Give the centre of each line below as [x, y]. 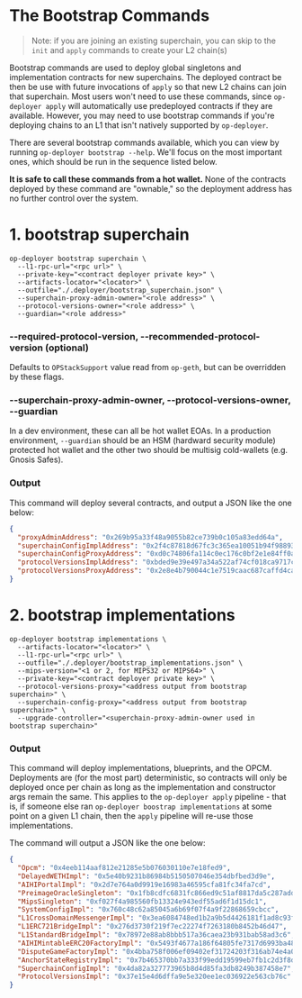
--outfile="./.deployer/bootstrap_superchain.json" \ [120, 290]
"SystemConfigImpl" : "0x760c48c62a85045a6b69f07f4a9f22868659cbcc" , [148, 910]
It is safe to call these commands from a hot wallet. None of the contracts [148, 179]
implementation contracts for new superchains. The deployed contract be [146, 77]
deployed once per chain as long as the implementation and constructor [142, 787]
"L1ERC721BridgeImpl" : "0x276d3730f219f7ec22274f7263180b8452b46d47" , [152, 927]
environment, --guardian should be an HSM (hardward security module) [142, 440]
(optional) [67, 348]
